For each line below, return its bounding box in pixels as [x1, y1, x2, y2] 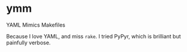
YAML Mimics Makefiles [6, 21, 66, 28]
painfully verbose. [6, 39, 51, 46]
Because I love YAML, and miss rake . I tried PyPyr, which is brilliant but [6, 32, 181, 40]
